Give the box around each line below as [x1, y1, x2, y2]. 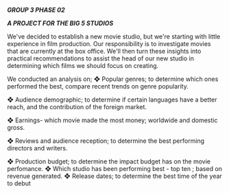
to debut [7, 179, 31, 188]
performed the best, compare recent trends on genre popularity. [7, 82, 189, 90]
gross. [7, 124, 25, 131]
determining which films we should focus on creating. [7, 62, 159, 69]
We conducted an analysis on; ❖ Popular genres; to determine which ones [7, 75, 219, 83]
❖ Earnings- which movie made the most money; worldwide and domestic [7, 116, 218, 124]
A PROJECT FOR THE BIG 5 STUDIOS [7, 19, 114, 27]
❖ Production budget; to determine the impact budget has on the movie [7, 157, 211, 166]
